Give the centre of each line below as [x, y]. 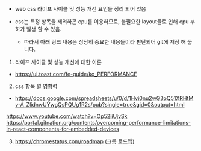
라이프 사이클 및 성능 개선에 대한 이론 [58, 62]
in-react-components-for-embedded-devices [63, 129]
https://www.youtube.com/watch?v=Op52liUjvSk [67, 116]
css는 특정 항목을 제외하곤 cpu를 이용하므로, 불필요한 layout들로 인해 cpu [102, 22]
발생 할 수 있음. [44, 29]
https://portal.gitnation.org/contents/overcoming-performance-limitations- [99, 123]
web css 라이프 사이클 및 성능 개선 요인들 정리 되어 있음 [80, 9]
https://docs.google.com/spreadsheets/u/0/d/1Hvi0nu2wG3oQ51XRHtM [104, 98]
